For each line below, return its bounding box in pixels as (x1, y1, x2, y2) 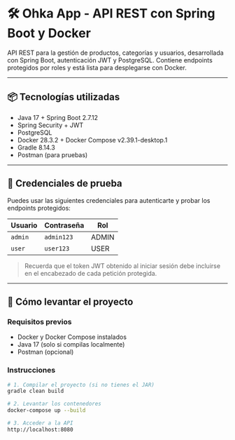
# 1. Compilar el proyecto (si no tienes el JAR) (7, 381, 155, 388)
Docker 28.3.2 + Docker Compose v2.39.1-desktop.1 (17, 135, 168, 144)
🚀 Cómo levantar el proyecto (7, 295, 134, 307)
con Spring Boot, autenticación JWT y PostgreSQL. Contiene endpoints (7, 55, 213, 64)
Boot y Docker (7, 25, 91, 41)
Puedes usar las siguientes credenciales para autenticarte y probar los (7, 196, 211, 204)
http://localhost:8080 (7, 426, 73, 433)
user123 (44, 244, 70, 253)
